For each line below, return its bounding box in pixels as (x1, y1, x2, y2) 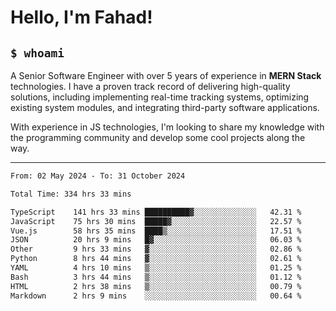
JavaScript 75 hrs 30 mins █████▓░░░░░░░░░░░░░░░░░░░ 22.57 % (10, 216, 302, 226)
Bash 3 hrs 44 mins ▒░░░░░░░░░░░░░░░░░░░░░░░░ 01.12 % (10, 272, 302, 282)
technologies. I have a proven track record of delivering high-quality (10, 81, 291, 92)
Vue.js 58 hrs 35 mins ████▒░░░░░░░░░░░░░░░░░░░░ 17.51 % (10, 226, 302, 236)
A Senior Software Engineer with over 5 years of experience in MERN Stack (10, 70, 322, 81)
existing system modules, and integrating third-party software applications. (10, 102, 320, 113)
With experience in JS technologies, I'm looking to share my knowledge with (10, 121, 325, 133)
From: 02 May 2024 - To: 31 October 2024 (10, 171, 186, 181)
